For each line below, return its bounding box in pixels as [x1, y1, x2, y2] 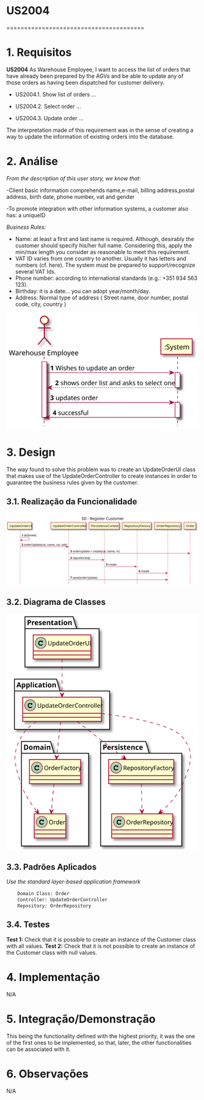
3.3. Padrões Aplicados [6, 861, 97, 872]
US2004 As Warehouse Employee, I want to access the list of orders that [6, 66, 191, 73]
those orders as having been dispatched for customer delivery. [6, 79, 165, 86]
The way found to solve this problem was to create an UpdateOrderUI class [6, 466, 196, 473]
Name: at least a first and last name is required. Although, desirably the [15, 235, 194, 242]
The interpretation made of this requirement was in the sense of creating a [6, 126, 194, 134]
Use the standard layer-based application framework [6, 878, 141, 885]
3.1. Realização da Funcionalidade [6, 496, 137, 507]
